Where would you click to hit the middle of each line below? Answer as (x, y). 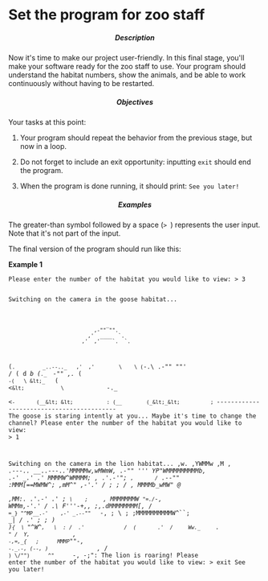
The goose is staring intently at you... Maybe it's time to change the (132, 416)
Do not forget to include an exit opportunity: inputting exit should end (135, 162)
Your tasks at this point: (47, 122)
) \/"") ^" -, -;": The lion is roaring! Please (104, 556)
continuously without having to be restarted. (81, 84)
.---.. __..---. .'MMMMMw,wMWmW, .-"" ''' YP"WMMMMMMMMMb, (107, 471)
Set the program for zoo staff (107, 15)
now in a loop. (43, 146)
